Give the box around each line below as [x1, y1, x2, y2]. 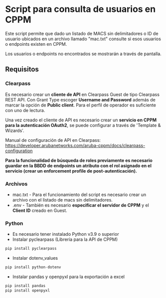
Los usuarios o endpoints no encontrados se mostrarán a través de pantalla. [5, 51, 162, 57]
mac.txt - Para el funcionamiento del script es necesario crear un [12, 192, 146, 198]
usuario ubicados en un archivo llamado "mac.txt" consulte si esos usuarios [5, 36, 161, 42]
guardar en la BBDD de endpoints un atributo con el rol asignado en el [5, 163, 152, 169]
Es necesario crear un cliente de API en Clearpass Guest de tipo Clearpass [5, 91, 160, 98]
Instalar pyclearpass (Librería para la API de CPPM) [12, 236, 118, 242]
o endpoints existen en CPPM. [5, 41, 67, 47]
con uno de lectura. [5, 107, 45, 113]
